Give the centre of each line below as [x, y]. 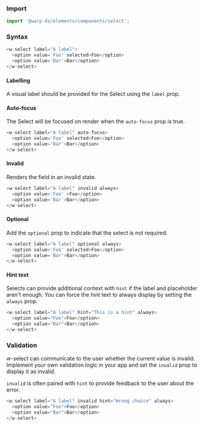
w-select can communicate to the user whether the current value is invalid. [101, 359]
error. [13, 390]
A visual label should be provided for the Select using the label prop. [93, 94]
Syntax [17, 37]
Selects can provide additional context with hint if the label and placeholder [102, 288]
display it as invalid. [31, 371]
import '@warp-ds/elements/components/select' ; [68, 21]
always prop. [22, 301]
